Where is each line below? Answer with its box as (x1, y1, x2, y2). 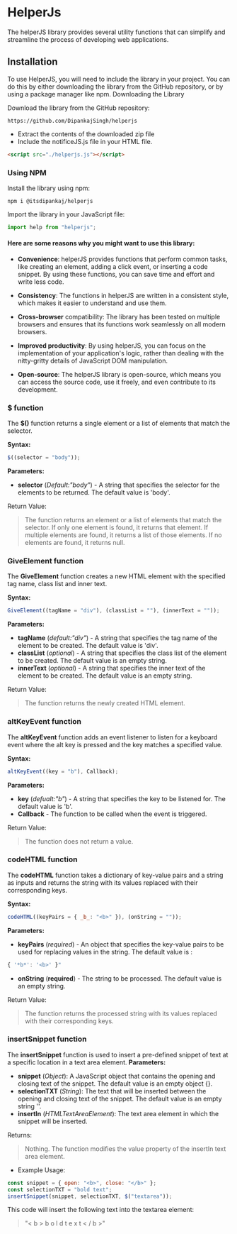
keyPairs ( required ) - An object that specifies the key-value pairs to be (17, 940, 224, 948)
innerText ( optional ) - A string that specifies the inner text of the (17, 664, 206, 673)
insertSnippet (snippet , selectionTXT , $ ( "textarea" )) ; (7, 1193, 173, 1200)
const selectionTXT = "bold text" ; (7, 1186, 112, 1193)
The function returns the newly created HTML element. (24, 699, 185, 707)
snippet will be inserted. (17, 1117, 88, 1125)
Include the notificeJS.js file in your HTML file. (17, 137, 153, 145)
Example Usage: (17, 1165, 66, 1174)
